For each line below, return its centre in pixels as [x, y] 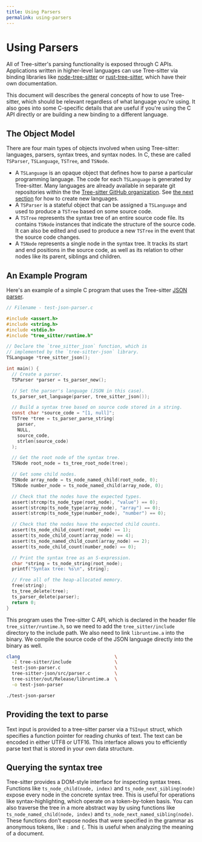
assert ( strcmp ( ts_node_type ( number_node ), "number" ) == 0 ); [89, 513]
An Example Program [47, 275]
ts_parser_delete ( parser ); [46, 597]
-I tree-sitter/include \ [65, 662]
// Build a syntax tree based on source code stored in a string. [97, 407]
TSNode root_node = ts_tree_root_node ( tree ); [70, 463]
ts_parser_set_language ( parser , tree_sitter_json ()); [81, 396]
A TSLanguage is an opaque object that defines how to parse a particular [104, 173]
